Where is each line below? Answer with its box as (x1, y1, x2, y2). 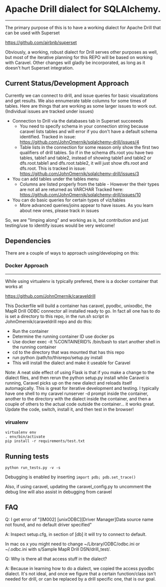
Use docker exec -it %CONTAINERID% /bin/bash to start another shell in (12, 338, 161, 344)
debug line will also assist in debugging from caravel (5, 489, 112, 495)
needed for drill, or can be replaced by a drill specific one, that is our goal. (5, 576, 156, 582)
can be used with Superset (5, 30, 60, 36)
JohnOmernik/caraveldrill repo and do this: (5, 319, 92, 325)
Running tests (5, 452, 49, 460)
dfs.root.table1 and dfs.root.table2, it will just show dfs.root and (19, 160, 148, 166)
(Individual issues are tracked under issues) (5, 108, 94, 114)
